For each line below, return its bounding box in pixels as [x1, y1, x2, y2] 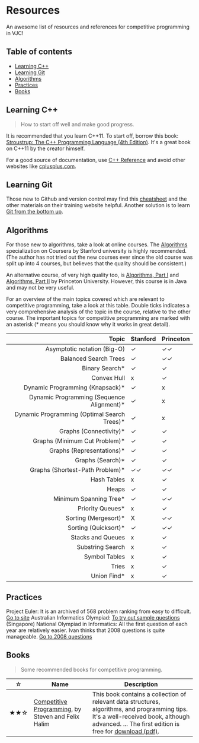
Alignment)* [90, 401, 126, 409]
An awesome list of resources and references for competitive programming [6, 23, 190, 30]
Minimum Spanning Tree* [53, 495, 126, 503]
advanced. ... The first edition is [92, 719, 179, 728]
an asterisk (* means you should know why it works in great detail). [6, 321, 171, 328]
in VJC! [6, 29, 24, 36]
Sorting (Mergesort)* [65, 514, 126, 522]
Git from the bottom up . [6, 208, 63, 215]
